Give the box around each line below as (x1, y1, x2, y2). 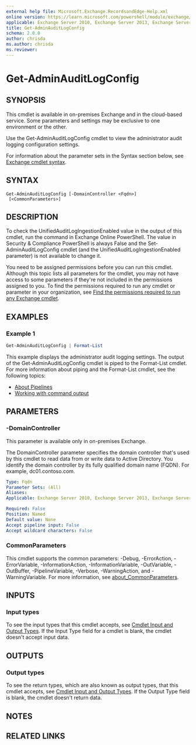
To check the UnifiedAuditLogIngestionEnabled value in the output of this (6, 227, 182, 234)
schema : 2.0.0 (6, 30, 41, 36)
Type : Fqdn (6, 479, 33, 485)
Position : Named (6, 511, 45, 517)
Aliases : (6, 490, 27, 496)
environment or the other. (6, 123, 67, 130)
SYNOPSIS (6, 95, 46, 106)
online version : (6, 14, 45, 20)
